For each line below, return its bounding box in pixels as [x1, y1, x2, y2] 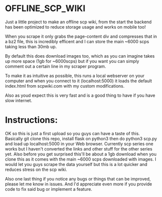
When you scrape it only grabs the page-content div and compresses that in [5, 33, 157, 39]
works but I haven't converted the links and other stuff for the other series [5, 146, 152, 152]
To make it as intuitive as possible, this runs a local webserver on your [5, 73, 145, 78]
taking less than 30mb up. [5, 44, 57, 49]
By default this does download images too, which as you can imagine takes [5, 53, 155, 59]
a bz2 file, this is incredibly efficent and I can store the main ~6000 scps [5, 38, 149, 44]
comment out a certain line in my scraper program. [5, 63, 106, 69]
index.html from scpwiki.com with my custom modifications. [5, 83, 125, 89]
